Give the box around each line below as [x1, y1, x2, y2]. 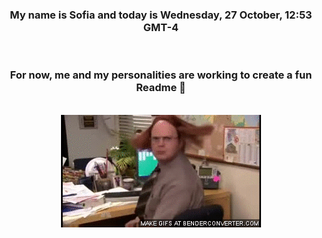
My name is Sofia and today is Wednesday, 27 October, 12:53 [9, 8, 313, 22]
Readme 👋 [136, 81, 186, 95]
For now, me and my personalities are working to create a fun [9, 68, 313, 82]
